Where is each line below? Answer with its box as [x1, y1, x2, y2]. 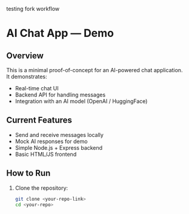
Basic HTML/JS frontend [15, 150, 77, 158]
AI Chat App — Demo [6, 27, 114, 40]
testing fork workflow [6, 5, 59, 12]
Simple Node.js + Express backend [15, 144, 103, 151]
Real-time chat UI [15, 85, 59, 92]
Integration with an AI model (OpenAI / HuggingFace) [15, 98, 148, 105]
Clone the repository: [15, 184, 68, 192]
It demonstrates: [6, 73, 47, 80]
